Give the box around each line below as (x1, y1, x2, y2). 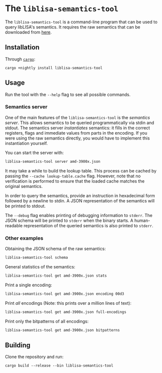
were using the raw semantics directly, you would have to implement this (5, 135, 150, 141)
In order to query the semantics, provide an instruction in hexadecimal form (5, 192, 155, 199)
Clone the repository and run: (5, 354, 64, 360)
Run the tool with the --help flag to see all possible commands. (5, 92, 131, 97)
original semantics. (5, 183, 43, 189)
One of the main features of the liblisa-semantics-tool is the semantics (5, 114, 150, 120)
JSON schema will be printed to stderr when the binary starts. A (5, 218, 134, 223)
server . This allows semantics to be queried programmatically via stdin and (5, 120, 155, 125)
